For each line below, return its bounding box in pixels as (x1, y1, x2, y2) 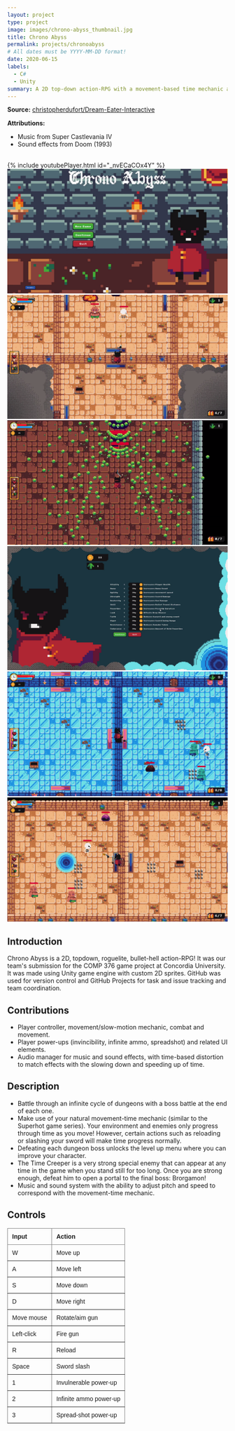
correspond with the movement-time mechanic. (17, 1188, 155, 1197)
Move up (56, 1249, 80, 1256)
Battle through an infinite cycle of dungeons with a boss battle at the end (17, 1099, 227, 1107)
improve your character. (17, 1151, 87, 1159)
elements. (17, 1046, 47, 1053)
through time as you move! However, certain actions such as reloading (17, 1129, 221, 1137)
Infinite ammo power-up (56, 1395, 121, 1403)
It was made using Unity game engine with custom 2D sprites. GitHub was (7, 969, 222, 978)
